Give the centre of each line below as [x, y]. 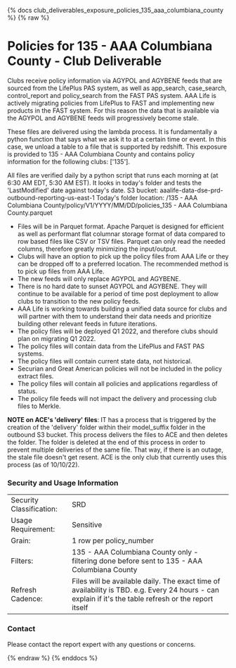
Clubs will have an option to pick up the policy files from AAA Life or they [123, 256]
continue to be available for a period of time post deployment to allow [118, 293]
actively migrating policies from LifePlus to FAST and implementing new [111, 103]
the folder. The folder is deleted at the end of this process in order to [106, 442]
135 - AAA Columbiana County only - [135, 552]
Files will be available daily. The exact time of [146, 581]
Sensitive [87, 525]
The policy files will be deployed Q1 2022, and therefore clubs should [118, 331]
